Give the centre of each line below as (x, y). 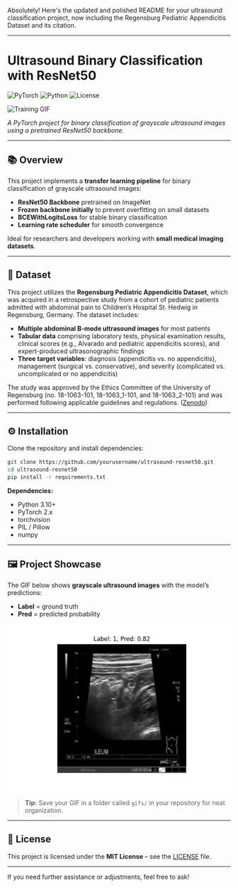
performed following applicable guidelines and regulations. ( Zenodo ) (107, 402)
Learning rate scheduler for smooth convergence (91, 224)
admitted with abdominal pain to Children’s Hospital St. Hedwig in (103, 307)
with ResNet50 (52, 76)
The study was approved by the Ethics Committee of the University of (109, 387)
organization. (44, 810)
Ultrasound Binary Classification (105, 61)
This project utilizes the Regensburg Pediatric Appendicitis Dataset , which (118, 292)
